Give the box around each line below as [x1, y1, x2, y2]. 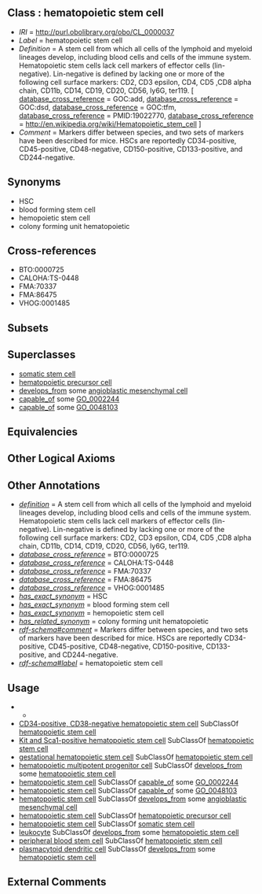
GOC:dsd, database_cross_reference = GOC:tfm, [18, 102, 177, 112]
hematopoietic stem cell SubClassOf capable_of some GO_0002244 [18, 778, 239, 787]
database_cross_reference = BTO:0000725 [18, 550, 159, 560]
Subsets [7, 321, 49, 334]
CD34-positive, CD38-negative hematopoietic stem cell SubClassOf [18, 719, 239, 729]
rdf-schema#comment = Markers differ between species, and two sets [18, 625, 249, 634]
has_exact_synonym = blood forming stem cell [18, 600, 169, 609]
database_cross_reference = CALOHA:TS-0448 [18, 558, 174, 567]
